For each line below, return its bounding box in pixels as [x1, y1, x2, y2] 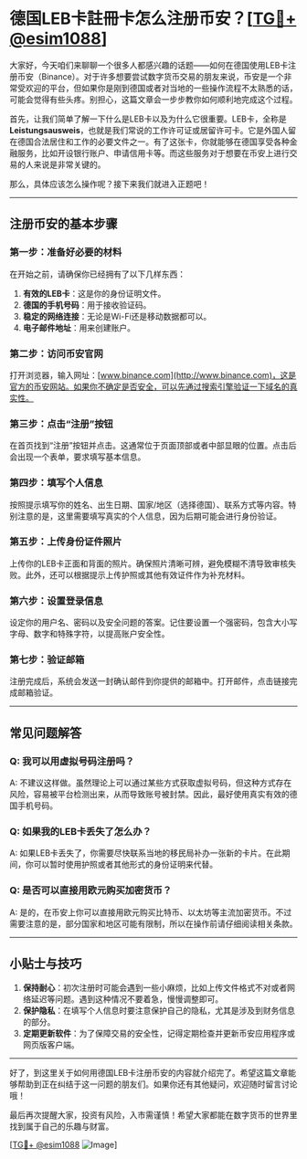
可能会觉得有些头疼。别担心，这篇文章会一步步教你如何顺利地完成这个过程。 [9, 93, 298, 105]
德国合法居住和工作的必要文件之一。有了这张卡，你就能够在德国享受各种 [16, 136, 290, 147]
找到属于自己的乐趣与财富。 [9, 1121, 114, 1132]
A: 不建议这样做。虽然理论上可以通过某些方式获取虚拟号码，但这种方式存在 [9, 777, 292, 788]
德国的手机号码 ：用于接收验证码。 [22, 299, 152, 311]
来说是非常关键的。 [33, 159, 106, 170]
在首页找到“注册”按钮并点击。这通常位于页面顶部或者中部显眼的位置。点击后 [9, 440, 297, 451]
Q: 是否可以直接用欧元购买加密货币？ [9, 884, 172, 897]
